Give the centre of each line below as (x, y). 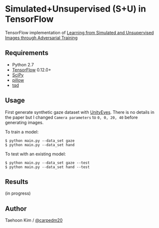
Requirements (27, 53)
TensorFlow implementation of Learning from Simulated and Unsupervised (79, 32)
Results (17, 182)
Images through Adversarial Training (41, 38)
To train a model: (22, 132)
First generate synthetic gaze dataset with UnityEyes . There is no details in (80, 112)
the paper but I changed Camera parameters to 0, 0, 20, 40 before (72, 117)
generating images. (24, 122)
